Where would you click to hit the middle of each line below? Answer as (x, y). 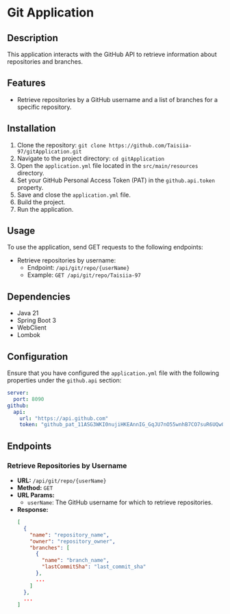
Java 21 (28, 313)
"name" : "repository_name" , (69, 535)
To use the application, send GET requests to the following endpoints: (105, 247)
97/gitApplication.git (49, 151)
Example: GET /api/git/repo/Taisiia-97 (84, 275)
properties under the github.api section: (64, 380)
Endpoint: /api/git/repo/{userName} (78, 268)
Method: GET (35, 488)
